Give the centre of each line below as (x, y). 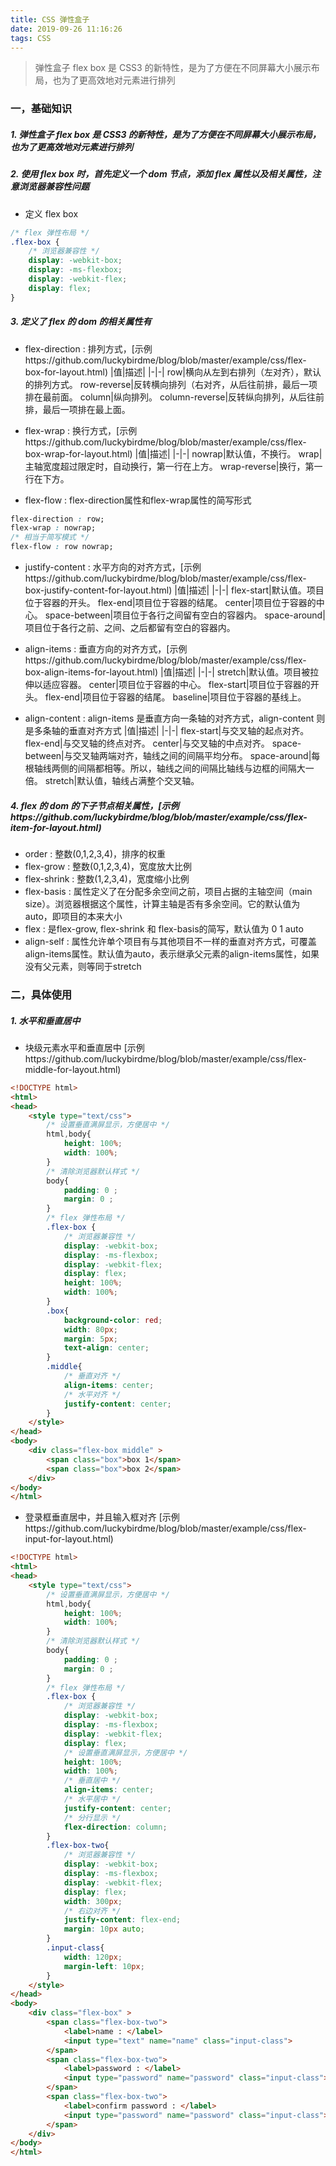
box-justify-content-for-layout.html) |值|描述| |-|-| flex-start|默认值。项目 (174, 590)
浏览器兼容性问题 (54, 187)
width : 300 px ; (93, 1901)
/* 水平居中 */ (92, 1799)
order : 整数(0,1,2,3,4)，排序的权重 (95, 854)
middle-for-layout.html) (73, 1069)
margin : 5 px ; (90, 1339)
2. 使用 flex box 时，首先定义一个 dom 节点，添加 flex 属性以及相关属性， (161, 174)
